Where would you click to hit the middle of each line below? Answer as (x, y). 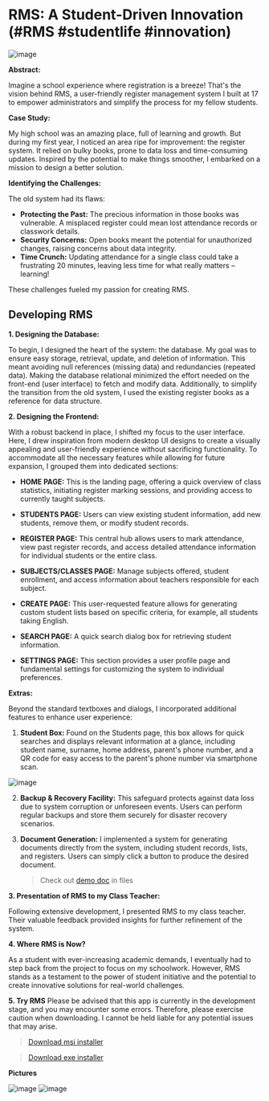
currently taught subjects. (63, 499)
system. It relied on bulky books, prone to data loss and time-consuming (128, 150)
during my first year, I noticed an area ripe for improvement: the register (127, 141)
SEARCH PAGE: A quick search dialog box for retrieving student (126, 636)
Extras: (21, 693)
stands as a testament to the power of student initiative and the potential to (132, 977)
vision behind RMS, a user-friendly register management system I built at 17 (133, 93)
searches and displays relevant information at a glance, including (127, 741)
